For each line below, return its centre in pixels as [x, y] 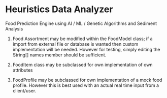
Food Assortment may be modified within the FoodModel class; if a [83, 39]
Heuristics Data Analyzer [59, 9]
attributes [23, 70]
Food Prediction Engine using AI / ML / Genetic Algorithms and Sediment [81, 23]
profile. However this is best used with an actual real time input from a [86, 85]
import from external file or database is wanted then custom [75, 44]
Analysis [14, 28]
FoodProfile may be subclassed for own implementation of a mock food [87, 80]
